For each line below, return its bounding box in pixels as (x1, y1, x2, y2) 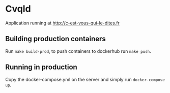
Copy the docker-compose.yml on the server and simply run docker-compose (5, 76, 165, 82)
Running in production (5, 63, 77, 72)
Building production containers (5, 35, 106, 43)
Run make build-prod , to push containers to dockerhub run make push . (5, 48, 151, 54)
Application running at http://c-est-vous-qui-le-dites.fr (5, 20, 120, 26)
